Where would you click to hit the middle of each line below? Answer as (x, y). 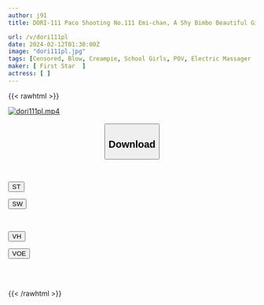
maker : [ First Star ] (47, 66)
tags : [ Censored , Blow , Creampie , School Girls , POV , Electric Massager (130, 59)
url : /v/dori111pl (38, 37)
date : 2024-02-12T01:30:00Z (54, 44)
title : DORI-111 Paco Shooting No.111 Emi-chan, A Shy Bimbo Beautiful (128, 23)
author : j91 (27, 15)
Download (132, 144)
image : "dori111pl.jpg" (47, 52)
